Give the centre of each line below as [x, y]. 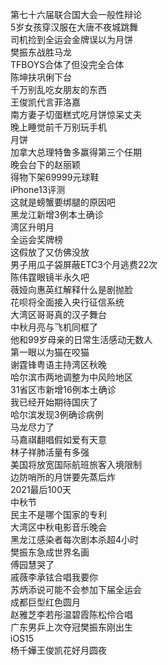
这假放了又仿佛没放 [50, 252]
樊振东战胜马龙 [41, 52]
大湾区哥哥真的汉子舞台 [58, 314]
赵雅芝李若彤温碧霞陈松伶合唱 [71, 614]
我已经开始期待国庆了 [54, 402]
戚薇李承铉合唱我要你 [54, 577]
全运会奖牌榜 [36, 239]
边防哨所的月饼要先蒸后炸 [63, 477]
